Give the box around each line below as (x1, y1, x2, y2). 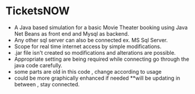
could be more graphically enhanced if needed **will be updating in (14, 74, 181, 82)
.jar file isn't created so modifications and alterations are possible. (14, 49, 176, 56)
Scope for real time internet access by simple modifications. (14, 43, 162, 50)
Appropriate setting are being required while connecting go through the (14, 55, 190, 62)
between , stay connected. (14, 80, 80, 87)
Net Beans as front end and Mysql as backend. (14, 30, 130, 37)
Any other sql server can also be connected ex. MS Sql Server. (14, 36, 168, 43)
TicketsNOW (5, 4, 70, 18)
